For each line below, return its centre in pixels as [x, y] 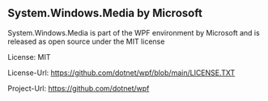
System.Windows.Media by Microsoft [105, 13]
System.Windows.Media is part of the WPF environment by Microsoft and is [134, 32]
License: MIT [29, 57]
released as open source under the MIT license [86, 41]
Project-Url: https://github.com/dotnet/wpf [79, 88]
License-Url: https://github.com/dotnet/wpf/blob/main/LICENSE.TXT [121, 73]
